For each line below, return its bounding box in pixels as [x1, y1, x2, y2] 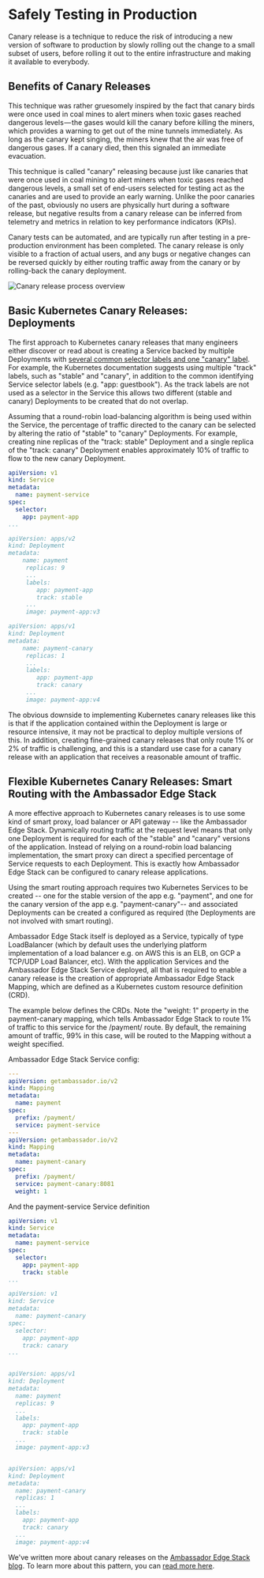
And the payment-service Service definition [8, 1202, 151, 1211]
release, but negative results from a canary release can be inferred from [8, 208, 243, 218]
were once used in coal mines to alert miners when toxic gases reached [8, 109, 242, 119]
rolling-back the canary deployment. [8, 266, 127, 275]
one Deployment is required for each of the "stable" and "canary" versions [8, 833, 251, 843]
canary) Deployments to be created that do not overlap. [8, 396, 189, 406]
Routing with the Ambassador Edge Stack [8, 787, 217, 801]
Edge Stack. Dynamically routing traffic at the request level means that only [8, 825, 253, 835]
